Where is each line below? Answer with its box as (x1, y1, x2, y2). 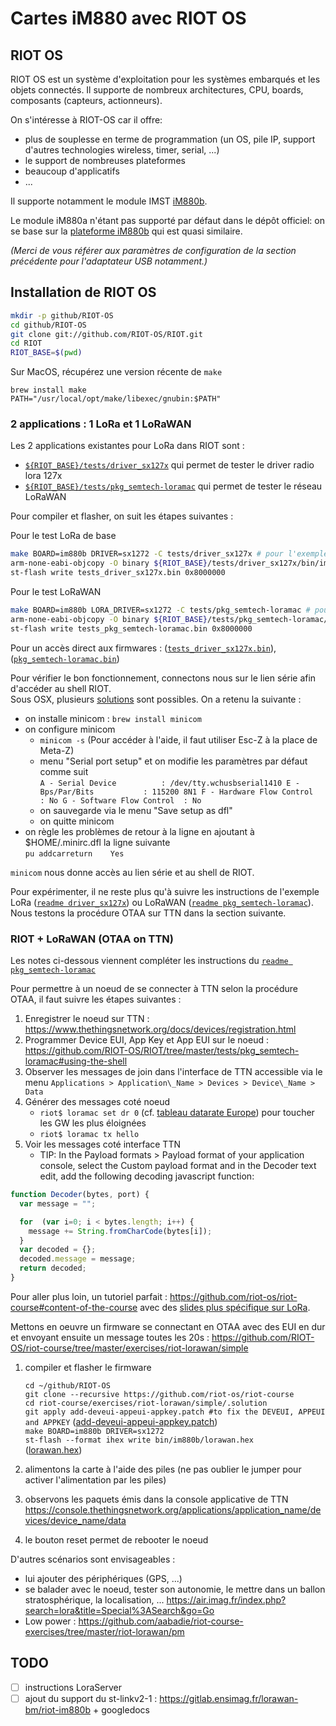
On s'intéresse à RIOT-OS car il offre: (10, 114, 163, 126)
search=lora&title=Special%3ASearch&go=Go (24, 1604, 215, 1616)
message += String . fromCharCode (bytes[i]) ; (28, 1226, 213, 1236)
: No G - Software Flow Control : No (39, 795, 202, 806)
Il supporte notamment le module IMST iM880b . (10, 195, 208, 207)
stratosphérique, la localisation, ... (24, 1593, 165, 1606)
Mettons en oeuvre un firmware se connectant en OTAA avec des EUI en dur (10, 1320, 326, 1332)
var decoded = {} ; (19, 1245, 97, 1255)
